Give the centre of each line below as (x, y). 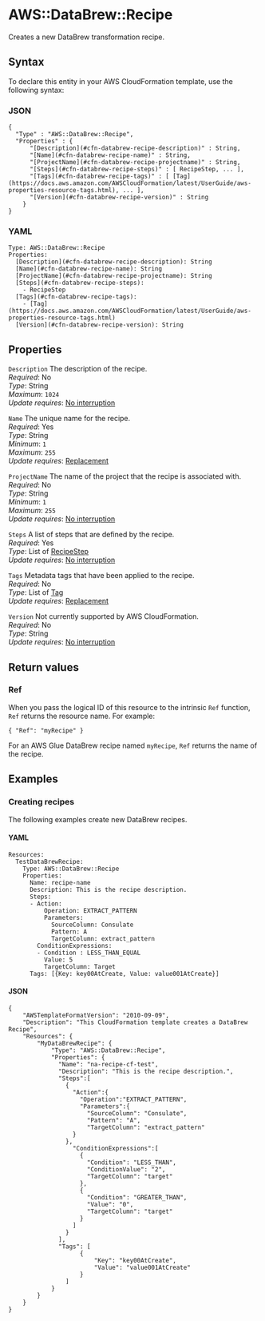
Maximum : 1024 (34, 395)
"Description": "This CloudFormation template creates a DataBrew (135, 1022)
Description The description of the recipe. (78, 369)
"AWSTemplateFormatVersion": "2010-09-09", (96, 1015)
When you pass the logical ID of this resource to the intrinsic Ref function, (129, 707)
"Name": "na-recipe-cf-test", (109, 1064)
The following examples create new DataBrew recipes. (98, 819)
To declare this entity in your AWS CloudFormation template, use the (121, 81)
